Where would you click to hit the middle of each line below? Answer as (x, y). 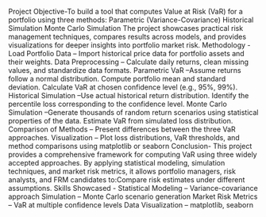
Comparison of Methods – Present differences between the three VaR (122, 129)
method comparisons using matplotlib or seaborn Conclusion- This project (130, 146)
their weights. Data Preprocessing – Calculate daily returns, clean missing (128, 62)
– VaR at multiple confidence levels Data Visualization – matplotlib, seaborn (131, 205)
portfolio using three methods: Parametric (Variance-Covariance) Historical (131, 20)
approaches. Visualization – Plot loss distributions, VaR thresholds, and (124, 137)
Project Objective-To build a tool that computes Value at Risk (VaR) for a (126, 11)
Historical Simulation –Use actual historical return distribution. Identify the (129, 95)
